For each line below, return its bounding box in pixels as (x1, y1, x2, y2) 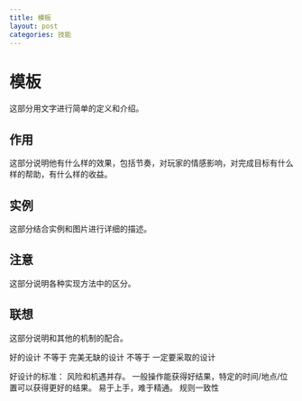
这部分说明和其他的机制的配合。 (9, 333, 128, 343)
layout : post (9, 22, 59, 31)
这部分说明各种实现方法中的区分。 (9, 278, 136, 288)
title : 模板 (9, 13, 51, 23)
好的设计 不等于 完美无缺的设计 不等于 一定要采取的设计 (9, 351, 216, 362)
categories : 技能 (9, 30, 72, 39)
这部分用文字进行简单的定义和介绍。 (9, 103, 144, 114)
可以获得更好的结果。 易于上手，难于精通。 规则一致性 (16, 382, 219, 393)
